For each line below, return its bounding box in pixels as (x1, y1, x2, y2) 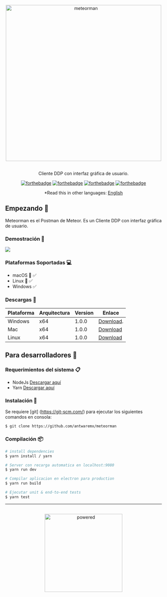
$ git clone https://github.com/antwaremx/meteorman (5, 424, 117, 429)
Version (75, 309, 94, 316)
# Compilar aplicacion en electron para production (5, 476, 114, 481)
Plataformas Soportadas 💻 (5, 259, 72, 266)
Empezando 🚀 (5, 204, 49, 213)
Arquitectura (39, 309, 71, 316)
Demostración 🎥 (5, 235, 45, 242)
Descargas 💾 (5, 296, 36, 303)
